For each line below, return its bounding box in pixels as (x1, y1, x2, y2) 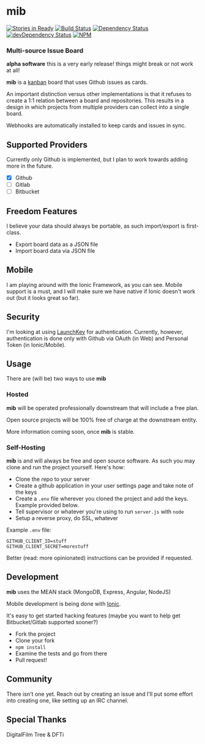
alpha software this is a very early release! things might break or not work (6, 60, 194, 68)
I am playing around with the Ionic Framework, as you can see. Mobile (6, 281, 182, 288)
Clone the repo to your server (15, 475, 90, 483)
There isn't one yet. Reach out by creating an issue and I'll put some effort (6, 690, 193, 697)
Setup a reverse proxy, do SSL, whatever (15, 515, 118, 522)
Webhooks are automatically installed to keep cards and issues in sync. (6, 122, 187, 129)
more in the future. (6, 162, 53, 169)
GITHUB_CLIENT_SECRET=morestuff (6, 543, 89, 550)
